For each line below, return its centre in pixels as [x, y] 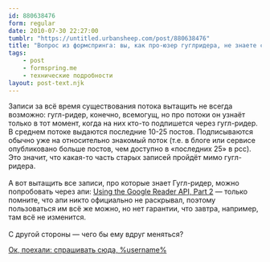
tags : [17, 53]
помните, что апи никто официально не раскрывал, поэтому [112, 200]
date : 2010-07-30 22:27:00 [53, 31]
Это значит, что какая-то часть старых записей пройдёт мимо [115, 157]
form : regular [32, 23]
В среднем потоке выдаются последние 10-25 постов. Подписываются [131, 131]
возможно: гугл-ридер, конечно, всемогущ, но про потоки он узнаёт [127, 114]
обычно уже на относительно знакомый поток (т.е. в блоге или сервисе [132, 140]
